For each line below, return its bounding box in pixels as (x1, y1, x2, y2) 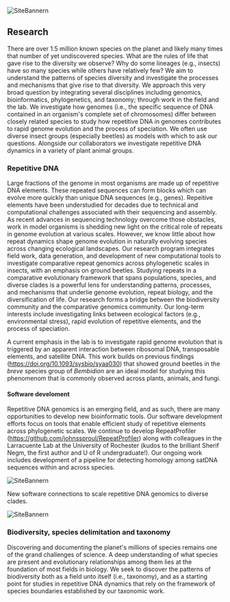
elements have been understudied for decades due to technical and (7, 201, 199, 209)
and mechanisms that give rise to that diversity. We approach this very (7, 81, 206, 89)
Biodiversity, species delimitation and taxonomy (7, 527, 171, 537)
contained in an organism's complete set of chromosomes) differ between (7, 110, 216, 118)
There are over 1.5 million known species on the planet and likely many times (7, 45, 224, 53)
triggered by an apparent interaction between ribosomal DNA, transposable (7, 345, 220, 353)
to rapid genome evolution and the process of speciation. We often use (7, 124, 207, 133)
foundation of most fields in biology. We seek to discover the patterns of (7, 565, 211, 573)
